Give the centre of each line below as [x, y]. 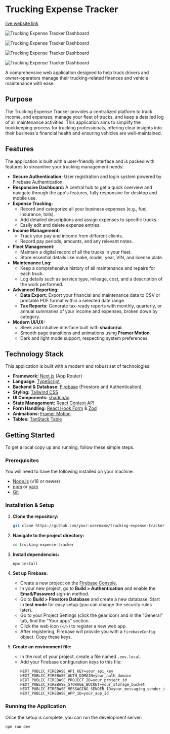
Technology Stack [34, 354]
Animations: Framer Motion [41, 414]
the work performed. [42, 284]
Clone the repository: [35, 516]
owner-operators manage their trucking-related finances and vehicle [77, 78]
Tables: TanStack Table [37, 419]
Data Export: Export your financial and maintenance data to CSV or [90, 295]
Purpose [19, 99]
